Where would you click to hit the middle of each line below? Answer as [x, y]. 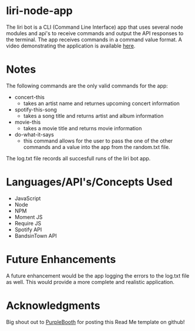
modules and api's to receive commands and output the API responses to [95, 33]
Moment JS [28, 217]
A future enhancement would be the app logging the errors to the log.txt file [98, 276]
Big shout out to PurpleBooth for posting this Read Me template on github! [95, 322]
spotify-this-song [36, 109]
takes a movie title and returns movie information [83, 128]
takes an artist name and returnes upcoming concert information [102, 103]
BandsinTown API [36, 235]
